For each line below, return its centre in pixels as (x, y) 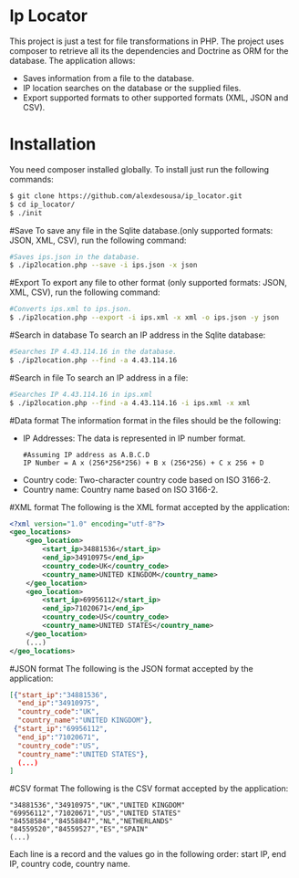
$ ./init (26, 213)
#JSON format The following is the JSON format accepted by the (131, 668)
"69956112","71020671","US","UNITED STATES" (95, 813)
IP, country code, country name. (70, 864)
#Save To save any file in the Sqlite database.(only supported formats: (141, 230)
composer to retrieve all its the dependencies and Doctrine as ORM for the (149, 50)
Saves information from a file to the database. (108, 78)
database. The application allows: (72, 60)
